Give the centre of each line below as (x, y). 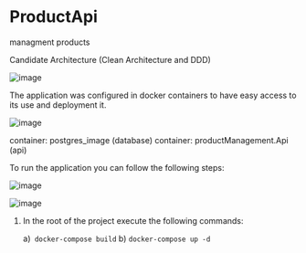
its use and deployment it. (58, 105)
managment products (50, 42)
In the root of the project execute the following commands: (133, 220)
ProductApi (53, 17)
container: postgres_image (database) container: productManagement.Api (149, 140)
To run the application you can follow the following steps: (117, 167)
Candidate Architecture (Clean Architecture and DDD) (111, 59)
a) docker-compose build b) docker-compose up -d (116, 238)
